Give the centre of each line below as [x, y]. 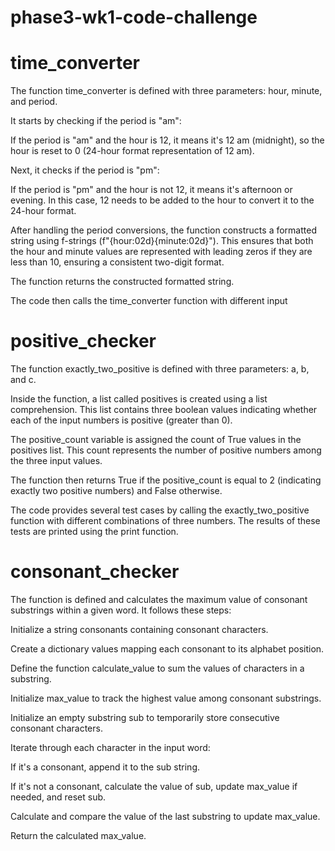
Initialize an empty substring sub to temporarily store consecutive [145, 717]
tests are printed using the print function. [94, 532]
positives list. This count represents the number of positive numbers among [166, 450]
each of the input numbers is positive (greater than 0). [121, 420]
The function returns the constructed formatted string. [122, 282]
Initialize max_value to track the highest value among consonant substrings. [166, 698]
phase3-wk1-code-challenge [134, 17]
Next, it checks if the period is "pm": [85, 170]
